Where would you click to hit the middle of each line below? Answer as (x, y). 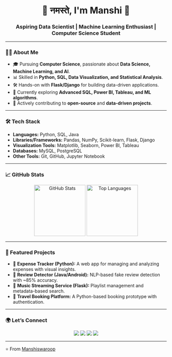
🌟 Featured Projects (30, 253)
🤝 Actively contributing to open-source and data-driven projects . (82, 103)
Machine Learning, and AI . (41, 71)
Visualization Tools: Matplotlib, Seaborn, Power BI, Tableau (76, 145)
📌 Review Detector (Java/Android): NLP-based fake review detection (86, 275)
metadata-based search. (39, 291)
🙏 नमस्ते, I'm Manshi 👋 (86, 10)
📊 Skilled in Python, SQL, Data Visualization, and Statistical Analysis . (88, 77)
